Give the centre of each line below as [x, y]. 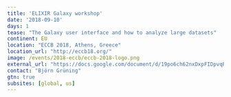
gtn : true [21, 77]
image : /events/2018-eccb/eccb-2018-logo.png [73, 58]
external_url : [27, 64]
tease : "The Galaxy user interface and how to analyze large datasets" [112, 32]
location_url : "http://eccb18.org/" [59, 52]
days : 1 [18, 26]
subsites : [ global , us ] [41, 83]
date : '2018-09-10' [35, 20]
